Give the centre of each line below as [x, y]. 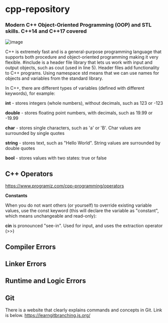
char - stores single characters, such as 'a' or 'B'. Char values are [73, 128]
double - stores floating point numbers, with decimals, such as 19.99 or [79, 113]
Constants [16, 196]
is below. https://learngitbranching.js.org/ [48, 315]
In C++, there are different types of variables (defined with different [75, 88]
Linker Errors [26, 264]
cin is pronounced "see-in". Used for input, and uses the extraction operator [84, 226]
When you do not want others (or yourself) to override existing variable [78, 205]
